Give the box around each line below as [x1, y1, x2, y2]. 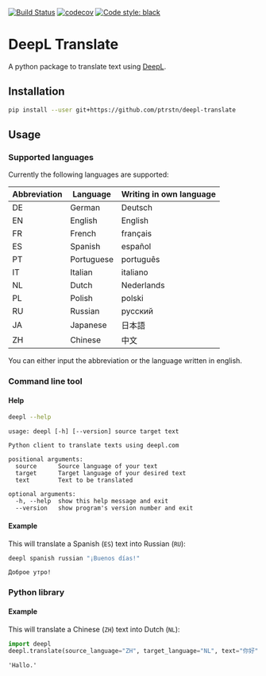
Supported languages [8, 151, 94, 162]
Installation [8, 84, 65, 99]
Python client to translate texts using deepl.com [8, 442, 179, 450]
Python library [8, 587, 65, 598]
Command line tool [8, 376, 83, 387]
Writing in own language [121, 189, 216, 200]
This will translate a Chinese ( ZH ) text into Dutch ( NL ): [8, 624, 180, 634]
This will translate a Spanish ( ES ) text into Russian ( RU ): [8, 538, 187, 549]
